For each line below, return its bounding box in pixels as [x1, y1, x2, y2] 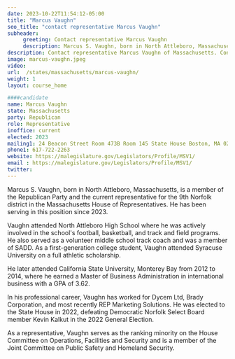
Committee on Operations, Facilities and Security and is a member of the [7, 336, 217, 344]
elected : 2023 [7, 134, 49, 141]
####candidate [7, 94, 49, 101]
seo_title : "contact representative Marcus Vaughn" [7, 23, 161, 30]
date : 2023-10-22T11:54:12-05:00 [7, 10, 105, 17]
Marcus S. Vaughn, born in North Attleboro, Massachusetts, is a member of [7, 185, 224, 193]
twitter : [7, 166, 33, 173]
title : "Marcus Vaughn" [7, 17, 77, 24]
